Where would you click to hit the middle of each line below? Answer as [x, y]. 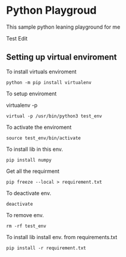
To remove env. [25, 215]
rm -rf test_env [26, 226]
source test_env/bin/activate [44, 138]
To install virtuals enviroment [41, 72]
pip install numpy [29, 160]
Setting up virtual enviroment [62, 57]
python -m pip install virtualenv [49, 82]
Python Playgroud [51, 10]
